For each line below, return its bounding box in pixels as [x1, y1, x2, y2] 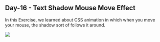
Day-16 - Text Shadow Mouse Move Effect [5, 4, 136, 12]
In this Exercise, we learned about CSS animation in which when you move [5, 17, 156, 22]
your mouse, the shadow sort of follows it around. [5, 22, 106, 28]
